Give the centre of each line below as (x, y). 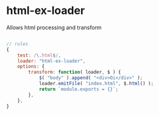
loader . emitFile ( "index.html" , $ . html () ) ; (96, 84)
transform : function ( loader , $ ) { (75, 72)
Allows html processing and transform (54, 27)
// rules (17, 44)
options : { (31, 67)
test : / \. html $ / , (39, 55)
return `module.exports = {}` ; (79, 89)
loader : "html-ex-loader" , (51, 61)
